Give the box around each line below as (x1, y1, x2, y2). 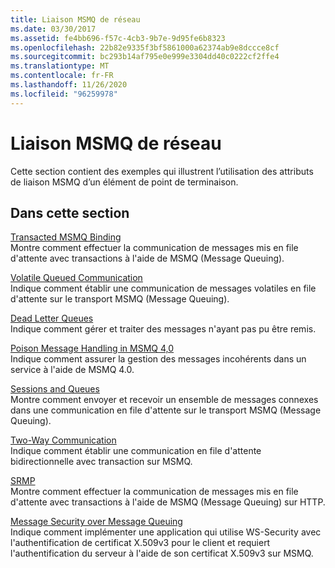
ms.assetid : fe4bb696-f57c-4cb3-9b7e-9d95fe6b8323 (10, 33, 226, 43)
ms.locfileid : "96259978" (10, 89, 118, 99)
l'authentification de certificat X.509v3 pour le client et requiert (10, 537, 271, 549)
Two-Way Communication (10, 434, 117, 446)
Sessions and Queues (10, 383, 100, 395)
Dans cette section (10, 204, 130, 221)
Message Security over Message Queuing (10, 516, 183, 528)
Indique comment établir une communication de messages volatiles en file (10, 282, 317, 295)
